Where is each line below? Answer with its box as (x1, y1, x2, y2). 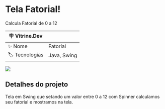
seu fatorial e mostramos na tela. (5, 99, 73, 105)
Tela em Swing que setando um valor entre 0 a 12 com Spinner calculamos (5, 93, 160, 99)
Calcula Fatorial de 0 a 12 (5, 20, 58, 26)
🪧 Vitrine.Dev (8, 32, 43, 39)
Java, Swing (48, 52, 77, 59)
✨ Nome (8, 43, 28, 50)
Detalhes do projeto (5, 80, 68, 89)
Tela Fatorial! (5, 4, 61, 15)
